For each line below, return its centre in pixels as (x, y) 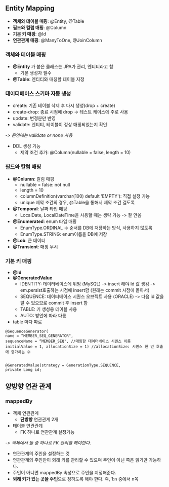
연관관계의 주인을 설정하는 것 (41, 454)
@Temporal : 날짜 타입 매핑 (40, 209)
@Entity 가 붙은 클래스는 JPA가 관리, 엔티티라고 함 (63, 67)
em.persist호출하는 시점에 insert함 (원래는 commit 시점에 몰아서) (85, 290)
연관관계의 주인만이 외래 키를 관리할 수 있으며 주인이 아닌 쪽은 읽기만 (80, 460)
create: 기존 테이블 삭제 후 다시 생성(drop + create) (64, 105)
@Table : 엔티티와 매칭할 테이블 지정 (48, 79)
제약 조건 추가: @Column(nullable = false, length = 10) (75, 153)
